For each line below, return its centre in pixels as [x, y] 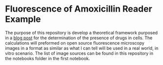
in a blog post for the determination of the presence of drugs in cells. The [79, 38]
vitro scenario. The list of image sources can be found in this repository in [79, 53]
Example [23, 19]
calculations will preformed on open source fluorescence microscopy [75, 43]
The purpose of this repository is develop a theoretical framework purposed [81, 32]
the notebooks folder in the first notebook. [48, 58]
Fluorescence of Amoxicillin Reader [79, 9]
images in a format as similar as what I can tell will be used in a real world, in [82, 48]
